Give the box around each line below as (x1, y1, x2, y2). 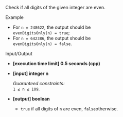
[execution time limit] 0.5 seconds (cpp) (12, 61, 100, 66)
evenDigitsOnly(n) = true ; (12, 30, 70, 35)
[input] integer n (12, 70, 49, 76)
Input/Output (5, 51, 32, 56)
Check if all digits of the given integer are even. (5, 5, 106, 10)
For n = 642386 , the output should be (12, 35, 91, 41)
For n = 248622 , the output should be (12, 24, 91, 30)
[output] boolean (12, 96, 50, 102)
